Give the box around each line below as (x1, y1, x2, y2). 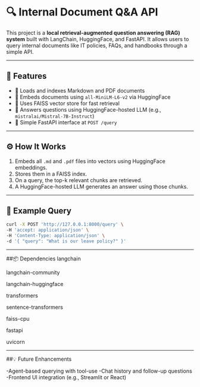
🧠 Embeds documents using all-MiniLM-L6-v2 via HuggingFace (14, 93, 171, 100)
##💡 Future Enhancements (6, 355, 72, 363)
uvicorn (6, 338, 25, 345)
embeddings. (14, 164, 48, 171)
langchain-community (6, 269, 60, 276)
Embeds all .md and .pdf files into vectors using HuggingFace (14, 157, 165, 165)
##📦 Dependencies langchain (6, 255, 82, 262)
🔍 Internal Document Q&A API (6, 5, 158, 19)
